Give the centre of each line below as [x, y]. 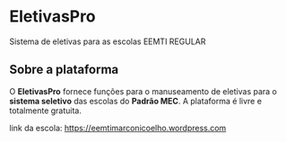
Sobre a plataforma [64, 70]
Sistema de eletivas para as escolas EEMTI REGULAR [108, 41]
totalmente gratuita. [46, 111]
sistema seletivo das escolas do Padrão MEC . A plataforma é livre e [136, 101]
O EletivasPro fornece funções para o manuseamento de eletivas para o [143, 91]
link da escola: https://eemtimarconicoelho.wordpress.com [118, 128]
